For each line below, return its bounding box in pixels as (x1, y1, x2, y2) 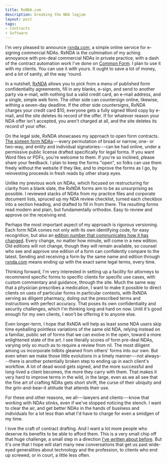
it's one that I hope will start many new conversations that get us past (5, 441, 148, 447)
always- (144, 353, 161, 359)
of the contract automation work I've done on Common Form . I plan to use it (5, 61, 161, 66)
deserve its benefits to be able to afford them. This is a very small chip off (5, 431, 157, 436)
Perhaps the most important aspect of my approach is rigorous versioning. (5, 221, 159, 227)
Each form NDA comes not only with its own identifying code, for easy (5, 227, 150, 233)
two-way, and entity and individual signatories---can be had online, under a (5, 144, 161, 149)
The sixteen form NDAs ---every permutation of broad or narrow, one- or (5, 138, 154, 144)
